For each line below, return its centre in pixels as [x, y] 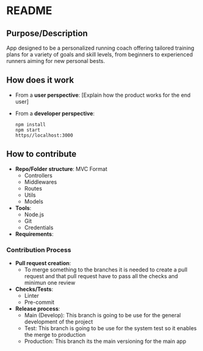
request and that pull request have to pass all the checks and [101, 276]
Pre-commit [39, 302]
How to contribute [42, 154]
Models [34, 201]
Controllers [39, 175]
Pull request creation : [43, 263]
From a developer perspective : [55, 113]
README [29, 11]
